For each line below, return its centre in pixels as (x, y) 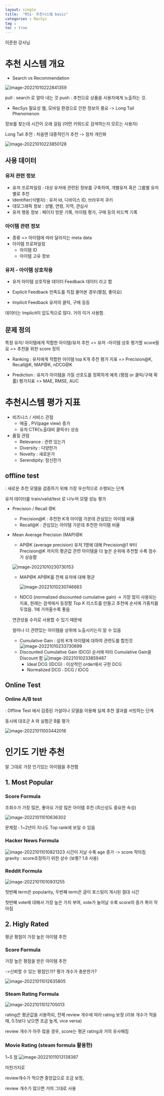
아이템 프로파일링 (29, 244)
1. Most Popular (29, 782)
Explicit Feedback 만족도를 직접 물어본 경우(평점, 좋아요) (67, 292)
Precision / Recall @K (34, 508)
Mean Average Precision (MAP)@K (47, 534)
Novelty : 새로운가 (37, 454)
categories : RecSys (26, 19)
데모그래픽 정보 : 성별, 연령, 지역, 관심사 (50, 206)
